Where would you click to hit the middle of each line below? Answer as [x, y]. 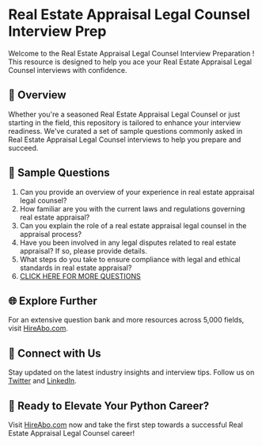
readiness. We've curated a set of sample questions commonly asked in [125, 131]
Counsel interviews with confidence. [68, 70]
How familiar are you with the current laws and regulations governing [132, 208]
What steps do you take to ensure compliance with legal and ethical [130, 259]
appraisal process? [51, 234]
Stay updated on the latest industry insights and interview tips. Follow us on [131, 372]
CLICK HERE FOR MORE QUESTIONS [80, 276]
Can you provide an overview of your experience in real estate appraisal [137, 192]
